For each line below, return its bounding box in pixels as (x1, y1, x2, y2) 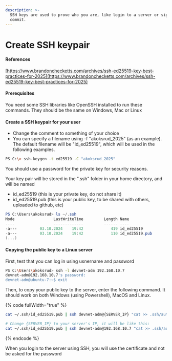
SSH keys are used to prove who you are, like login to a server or (10, 12, 159, 17)
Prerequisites (5, 90, 35, 96)
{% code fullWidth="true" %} (5, 302, 67, 308)
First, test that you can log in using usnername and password (5, 258, 135, 264)
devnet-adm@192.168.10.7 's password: (5, 272, 86, 278)
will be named (5, 181, 35, 187)
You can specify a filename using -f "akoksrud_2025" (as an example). (12, 136, 162, 142)
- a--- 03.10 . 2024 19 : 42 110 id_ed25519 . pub (5, 231, 153, 236)
